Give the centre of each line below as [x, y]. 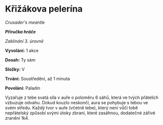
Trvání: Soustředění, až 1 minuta [38, 78]
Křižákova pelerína [44, 9]
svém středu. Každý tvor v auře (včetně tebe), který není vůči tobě [72, 108]
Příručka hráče [20, 31]
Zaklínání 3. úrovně [24, 41]
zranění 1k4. [17, 118]
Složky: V [15, 69]
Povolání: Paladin [23, 88]
